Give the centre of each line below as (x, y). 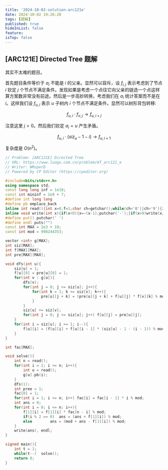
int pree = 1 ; (29, 389)
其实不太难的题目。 (25, 72)
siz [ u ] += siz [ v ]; (42, 310)
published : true (22, 24)
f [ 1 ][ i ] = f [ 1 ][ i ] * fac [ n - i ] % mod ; (65, 412)
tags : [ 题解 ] (18, 19)
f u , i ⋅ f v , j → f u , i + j (84, 114)
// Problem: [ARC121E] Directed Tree (44, 158)
